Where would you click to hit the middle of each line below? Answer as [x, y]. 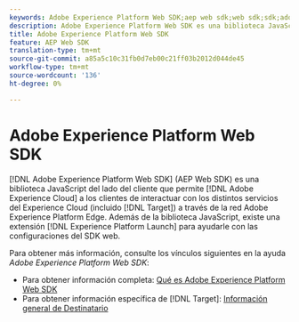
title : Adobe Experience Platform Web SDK [89, 34]
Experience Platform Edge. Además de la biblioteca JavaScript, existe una [145, 217]
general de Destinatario [65, 308]
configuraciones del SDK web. [65, 236]
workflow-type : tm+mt [49, 68]
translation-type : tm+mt [55, 51]
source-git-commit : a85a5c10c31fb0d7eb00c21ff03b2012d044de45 [127, 59]
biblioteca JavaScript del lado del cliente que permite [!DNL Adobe [131, 189]
